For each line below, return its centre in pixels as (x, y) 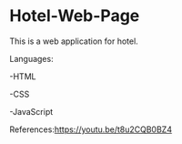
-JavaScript (31, 111)
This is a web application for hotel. (74, 41)
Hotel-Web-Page (75, 16)
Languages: (31, 58)
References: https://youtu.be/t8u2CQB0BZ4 (91, 129)
